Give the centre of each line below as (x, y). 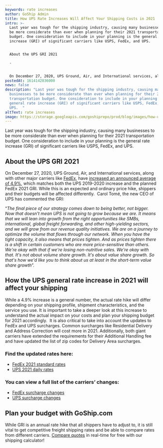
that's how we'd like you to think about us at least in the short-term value (78, 260)
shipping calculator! (25, 440)
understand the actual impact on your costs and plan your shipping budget (80, 315)
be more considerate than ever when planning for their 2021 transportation (80, 136)
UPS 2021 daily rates (33, 370)
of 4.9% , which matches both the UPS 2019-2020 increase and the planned (81, 183)
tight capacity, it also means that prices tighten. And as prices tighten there (81, 239)
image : (12, 117)
